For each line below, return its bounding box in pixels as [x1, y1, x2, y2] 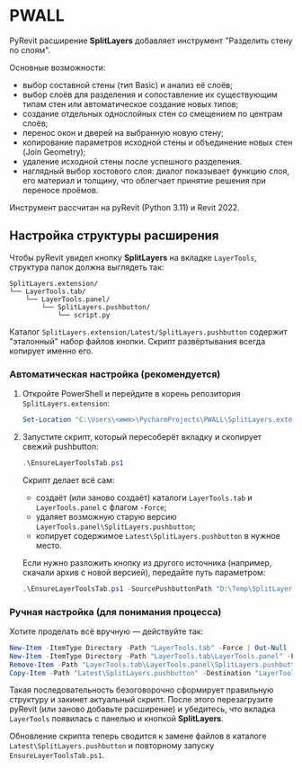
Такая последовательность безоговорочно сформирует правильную [9, 684, 274, 695]
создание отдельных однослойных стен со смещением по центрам [22, 108, 283, 119]
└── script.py [57, 310, 111, 319]
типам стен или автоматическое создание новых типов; [22, 98, 239, 109]
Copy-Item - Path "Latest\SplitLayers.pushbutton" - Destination [9, 668, 252, 677]
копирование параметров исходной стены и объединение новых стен [22, 137, 293, 148]
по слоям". [9, 44, 51, 55]
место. [35, 540, 63, 550]
